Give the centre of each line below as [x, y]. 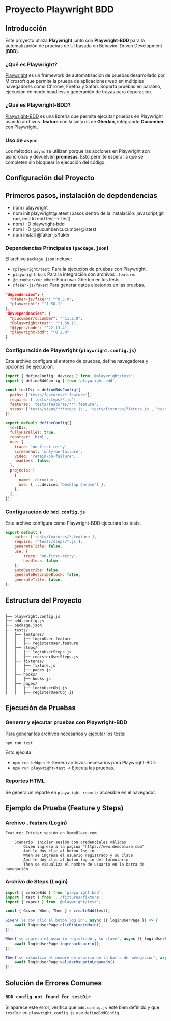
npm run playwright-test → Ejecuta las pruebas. [64, 768]
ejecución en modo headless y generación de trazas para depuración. [79, 92]
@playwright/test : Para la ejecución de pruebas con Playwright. [80, 269]
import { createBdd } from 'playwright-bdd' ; [54, 892]
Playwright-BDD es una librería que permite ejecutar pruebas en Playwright [84, 116]
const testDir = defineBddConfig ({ [43, 390]
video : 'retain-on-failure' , [45, 456]
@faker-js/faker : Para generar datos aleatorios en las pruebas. [79, 285]
